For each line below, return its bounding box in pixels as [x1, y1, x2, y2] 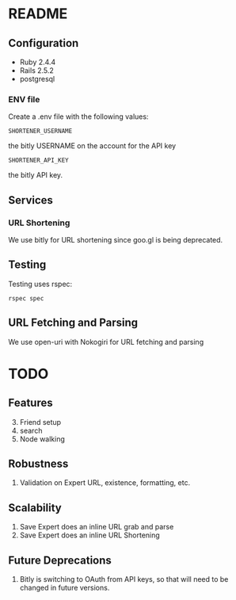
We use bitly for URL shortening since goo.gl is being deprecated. [8, 235, 223, 244]
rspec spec [8, 294, 44, 302]
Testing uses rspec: [8, 279, 73, 289]
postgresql [19, 75, 55, 83]
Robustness [8, 457, 69, 470]
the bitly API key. [8, 170, 63, 180]
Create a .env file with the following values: [8, 112, 149, 121]
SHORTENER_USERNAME [8, 128, 73, 136]
